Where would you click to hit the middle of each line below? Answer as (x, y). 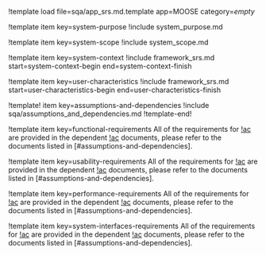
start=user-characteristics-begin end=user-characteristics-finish (115, 90)
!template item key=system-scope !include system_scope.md (108, 42)
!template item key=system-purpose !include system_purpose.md (116, 27)
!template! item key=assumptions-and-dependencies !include (109, 105)
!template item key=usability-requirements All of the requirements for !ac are (133, 161)
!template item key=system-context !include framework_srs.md (112, 58)
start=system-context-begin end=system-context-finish (100, 66)
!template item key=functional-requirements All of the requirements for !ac (130, 129)
